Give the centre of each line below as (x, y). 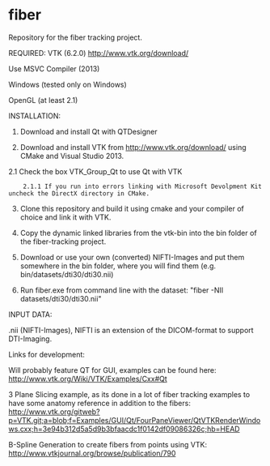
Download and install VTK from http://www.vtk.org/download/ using (133, 147)
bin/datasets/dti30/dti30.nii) (67, 274)
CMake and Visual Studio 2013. (72, 156)
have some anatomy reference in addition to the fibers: (100, 403)
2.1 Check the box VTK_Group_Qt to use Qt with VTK (95, 171)
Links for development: (46, 354)
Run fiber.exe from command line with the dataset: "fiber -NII (122, 290)
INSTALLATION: (35, 116)
